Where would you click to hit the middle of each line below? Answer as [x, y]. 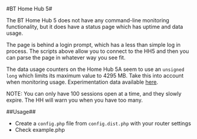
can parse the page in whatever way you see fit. [66, 57]
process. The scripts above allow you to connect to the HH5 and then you [98, 51]
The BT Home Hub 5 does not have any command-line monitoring [88, 20]
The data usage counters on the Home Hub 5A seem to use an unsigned [95, 69]
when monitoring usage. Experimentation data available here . [82, 82]
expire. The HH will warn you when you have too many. [75, 100]
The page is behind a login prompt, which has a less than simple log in [93, 45]
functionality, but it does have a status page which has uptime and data [95, 27]
